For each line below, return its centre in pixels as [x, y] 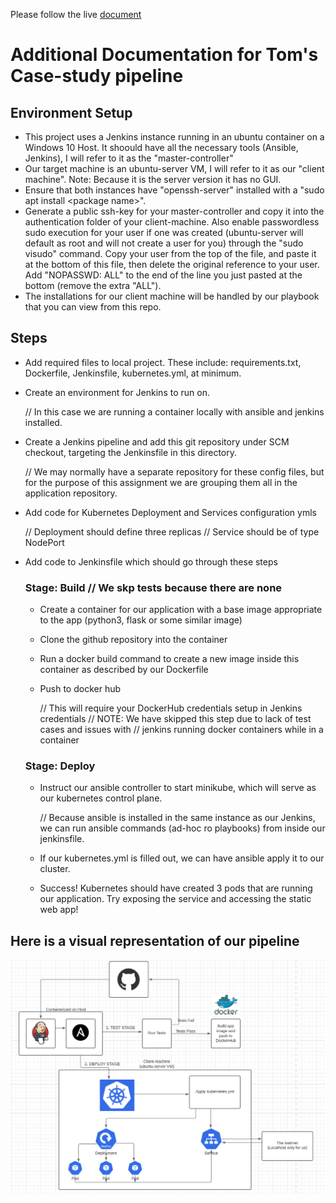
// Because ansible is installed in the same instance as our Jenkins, [177, 818]
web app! [59, 910]
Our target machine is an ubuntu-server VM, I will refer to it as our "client [174, 168]
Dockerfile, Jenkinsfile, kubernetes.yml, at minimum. [133, 373]
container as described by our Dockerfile [124, 670]
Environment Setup [71, 112]
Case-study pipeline [97, 76]
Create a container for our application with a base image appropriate [181, 610]
